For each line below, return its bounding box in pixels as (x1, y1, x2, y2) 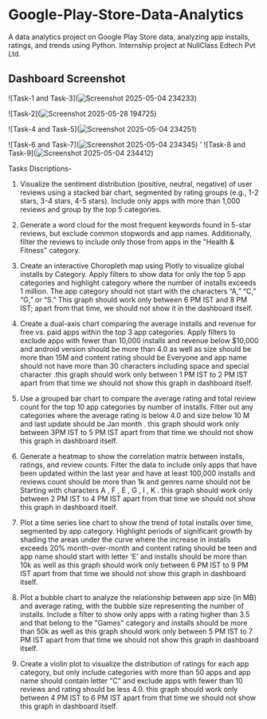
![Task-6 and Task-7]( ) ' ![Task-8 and (8, 140, 245, 149)
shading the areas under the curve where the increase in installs (19, 535, 231, 544)
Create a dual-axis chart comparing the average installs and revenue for (19, 318, 257, 328)
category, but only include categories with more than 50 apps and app (19, 667, 251, 677)
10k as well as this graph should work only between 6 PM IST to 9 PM (19, 560, 249, 570)
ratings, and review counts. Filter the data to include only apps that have (19, 460, 257, 469)
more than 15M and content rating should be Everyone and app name (19, 353, 247, 362)
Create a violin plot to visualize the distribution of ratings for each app (19, 658, 249, 668)
